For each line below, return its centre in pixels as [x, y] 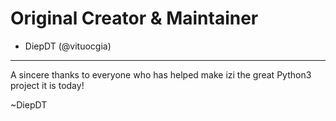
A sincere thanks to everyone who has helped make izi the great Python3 [161, 74]
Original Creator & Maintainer [134, 18]
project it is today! [47, 85]
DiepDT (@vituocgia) [68, 46]
